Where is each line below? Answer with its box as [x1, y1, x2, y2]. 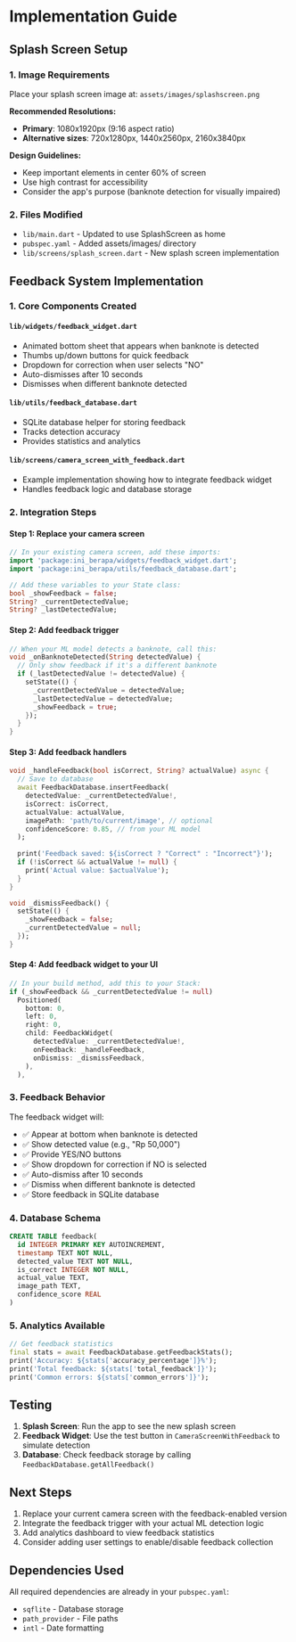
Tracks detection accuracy [21, 426, 120, 437]
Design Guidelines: [9, 150, 82, 160]
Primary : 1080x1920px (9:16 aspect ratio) [21, 123, 175, 134]
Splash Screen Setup [9, 42, 128, 57]
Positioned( [17, 996, 62, 1005]
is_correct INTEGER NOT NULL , [17, 1265, 129, 1274]
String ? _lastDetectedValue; [9, 605, 118, 614]
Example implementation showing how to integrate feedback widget [21, 474, 272, 485]
